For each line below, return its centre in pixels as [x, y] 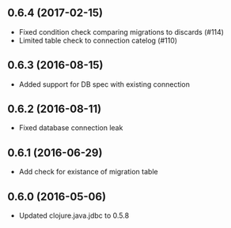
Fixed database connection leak [71, 128]
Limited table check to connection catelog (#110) [98, 40]
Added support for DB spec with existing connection [104, 84]
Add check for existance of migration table [89, 172]
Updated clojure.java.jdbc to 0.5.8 [74, 215]
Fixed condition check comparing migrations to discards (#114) [121, 32]
